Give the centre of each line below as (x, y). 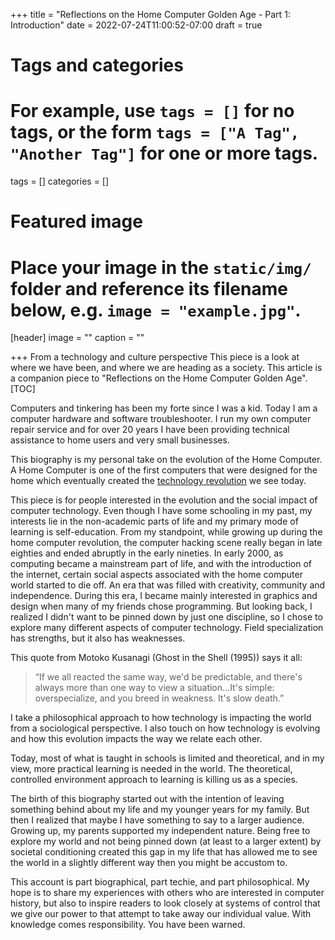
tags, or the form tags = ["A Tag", (155, 132)
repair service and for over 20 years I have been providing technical (150, 430)
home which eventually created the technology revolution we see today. (158, 481)
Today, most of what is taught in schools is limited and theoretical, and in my (167, 758)
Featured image (76, 221)
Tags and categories (97, 65)
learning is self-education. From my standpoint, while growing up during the (166, 532)
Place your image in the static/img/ (161, 267)
